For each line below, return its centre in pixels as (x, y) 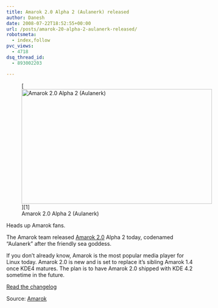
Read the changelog (31, 287)
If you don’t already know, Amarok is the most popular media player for (95, 255)
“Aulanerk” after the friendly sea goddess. (59, 243)
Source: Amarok (26, 298)
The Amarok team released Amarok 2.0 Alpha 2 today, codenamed (90, 237)
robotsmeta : (21, 35)
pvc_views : (20, 46)
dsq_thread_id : (26, 57)
